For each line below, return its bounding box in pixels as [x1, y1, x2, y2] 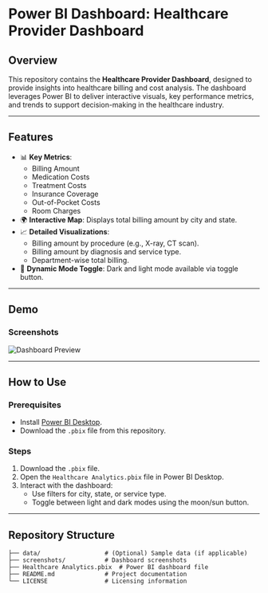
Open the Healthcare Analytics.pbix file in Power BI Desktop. [19, 472, 225, 482]
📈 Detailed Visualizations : [19, 226, 110, 236]
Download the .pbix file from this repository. [19, 426, 166, 435]
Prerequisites [8, 399, 61, 410]
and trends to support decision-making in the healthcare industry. [8, 100, 225, 109]
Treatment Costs [31, 180, 87, 190]
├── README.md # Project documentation [8, 571, 187, 579]
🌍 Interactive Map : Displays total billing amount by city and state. [19, 214, 238, 224]
